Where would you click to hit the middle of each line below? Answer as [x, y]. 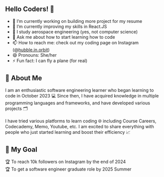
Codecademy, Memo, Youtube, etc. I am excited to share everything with [80, 126]
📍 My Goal [21, 150]
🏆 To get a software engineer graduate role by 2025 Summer [68, 169]
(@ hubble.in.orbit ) [31, 50]
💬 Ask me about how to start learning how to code [64, 37]
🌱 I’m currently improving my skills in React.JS [60, 26]
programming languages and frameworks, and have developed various [78, 103]
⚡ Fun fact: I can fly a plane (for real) [50, 61]
